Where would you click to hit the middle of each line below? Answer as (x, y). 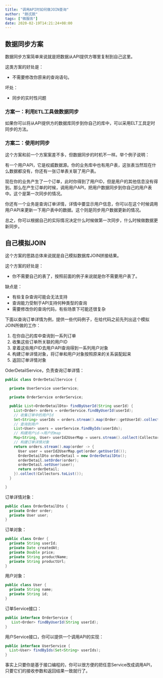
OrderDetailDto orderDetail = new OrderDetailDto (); (72, 456)
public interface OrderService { (39, 618)
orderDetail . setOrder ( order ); (48, 460)
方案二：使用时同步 (27, 143)
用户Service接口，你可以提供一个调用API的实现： (54, 637)
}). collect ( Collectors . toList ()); (49, 474)
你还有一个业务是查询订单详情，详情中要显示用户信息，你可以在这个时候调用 (81, 204)
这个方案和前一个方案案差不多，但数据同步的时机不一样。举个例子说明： (77, 155)
